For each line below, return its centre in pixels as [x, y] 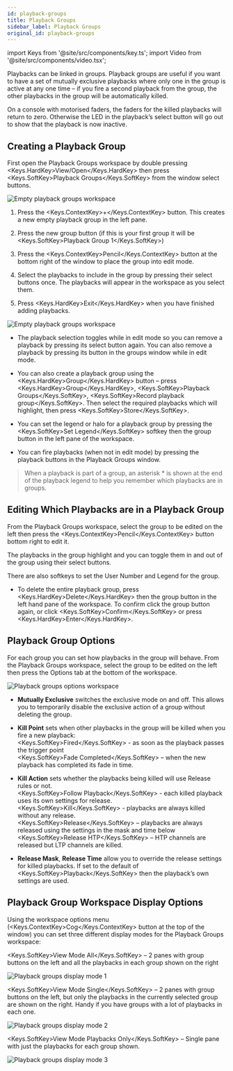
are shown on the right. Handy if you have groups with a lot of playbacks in [115, 1004]
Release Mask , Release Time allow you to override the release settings [120, 858]
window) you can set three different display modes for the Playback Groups [115, 934]
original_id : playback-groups [51, 33]
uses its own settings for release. [65, 800]
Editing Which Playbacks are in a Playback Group [116, 510]
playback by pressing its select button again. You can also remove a [114, 345]
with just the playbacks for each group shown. [74, 1046]
